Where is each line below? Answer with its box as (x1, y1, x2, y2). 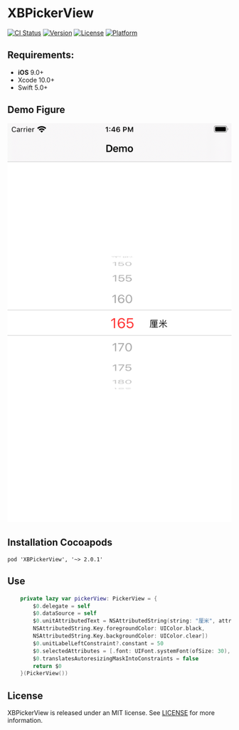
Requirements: (7, 49, 75, 61)
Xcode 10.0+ (17, 75, 55, 84)
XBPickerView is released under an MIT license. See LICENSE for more (7, 709, 216, 717)
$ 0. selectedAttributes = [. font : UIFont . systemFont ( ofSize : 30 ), (33, 647, 231, 655)
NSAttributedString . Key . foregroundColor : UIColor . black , (33, 625, 205, 633)
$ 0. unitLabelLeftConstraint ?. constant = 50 (33, 640, 164, 647)
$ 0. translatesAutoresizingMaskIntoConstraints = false (33, 655, 199, 662)
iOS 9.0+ (17, 68, 44, 76)
